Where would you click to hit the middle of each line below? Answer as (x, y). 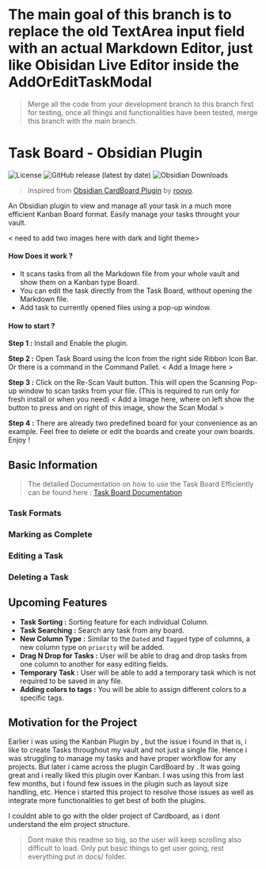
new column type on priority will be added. (92, 647)
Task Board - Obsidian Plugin (106, 153)
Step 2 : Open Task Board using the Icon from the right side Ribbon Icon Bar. (133, 359)
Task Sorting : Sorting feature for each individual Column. (114, 621)
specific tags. (42, 698)
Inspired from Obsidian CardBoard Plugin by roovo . (111, 190)
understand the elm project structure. (69, 825)
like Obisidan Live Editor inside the (124, 65)
